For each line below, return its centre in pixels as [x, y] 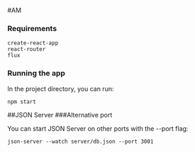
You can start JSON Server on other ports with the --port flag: [98, 128]
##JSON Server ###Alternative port [60, 115]
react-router [27, 49]
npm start [22, 102]
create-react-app [33, 43]
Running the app [37, 74]
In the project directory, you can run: [61, 88]
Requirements [32, 28]
